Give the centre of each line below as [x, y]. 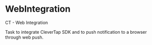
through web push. [24, 37]
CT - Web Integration [27, 22]
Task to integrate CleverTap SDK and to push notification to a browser [76, 32]
